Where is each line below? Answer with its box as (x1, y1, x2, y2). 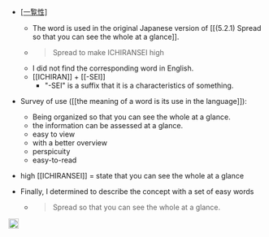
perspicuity (32, 147, 71, 156)
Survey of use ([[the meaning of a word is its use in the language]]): (20, 97, 248, 106)
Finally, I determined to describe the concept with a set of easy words (20, 187, 254, 196)
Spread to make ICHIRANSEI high (52, 48, 165, 57)
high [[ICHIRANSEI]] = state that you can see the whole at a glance (20, 171, 245, 180)
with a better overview (32, 138, 108, 148)
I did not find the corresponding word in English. (32, 63, 194, 73)
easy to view (32, 129, 76, 139)
